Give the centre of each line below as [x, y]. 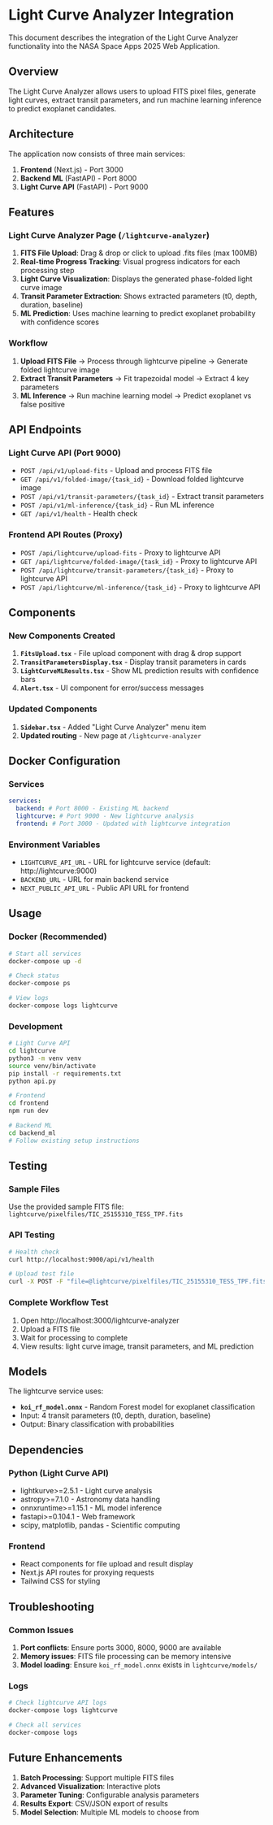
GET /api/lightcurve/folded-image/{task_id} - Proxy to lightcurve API [139, 561]
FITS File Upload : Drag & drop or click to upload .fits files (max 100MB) [139, 253]
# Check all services [45, 1725]
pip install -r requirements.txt [65, 1073]
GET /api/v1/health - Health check [79, 514]
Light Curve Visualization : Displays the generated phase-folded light [136, 279]
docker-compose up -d [45, 961]
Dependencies [46, 1450]
